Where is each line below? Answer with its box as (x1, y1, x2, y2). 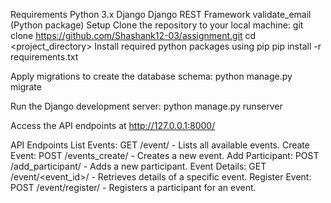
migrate (10, 81, 42, 93)
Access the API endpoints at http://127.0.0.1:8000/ (10, 120, 216, 131)
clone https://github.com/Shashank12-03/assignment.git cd (10, 30, 257, 41)
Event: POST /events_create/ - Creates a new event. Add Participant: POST (10, 150, 320, 161)
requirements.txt (10, 51, 79, 63)
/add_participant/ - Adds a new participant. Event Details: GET (10, 160, 267, 172)
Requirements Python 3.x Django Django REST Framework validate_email (10, 9, 312, 20)
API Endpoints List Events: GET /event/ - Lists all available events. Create (10, 139, 310, 151)
